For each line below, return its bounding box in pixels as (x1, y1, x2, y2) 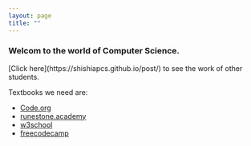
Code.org (19, 103, 52, 112)
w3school (19, 120, 53, 129)
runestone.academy (19, 111, 87, 120)
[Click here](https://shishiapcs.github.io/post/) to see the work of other (8, 63, 243, 73)
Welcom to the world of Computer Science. (8, 45, 180, 57)
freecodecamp (19, 128, 70, 138)
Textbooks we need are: (8, 87, 88, 97)
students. (8, 72, 40, 81)
